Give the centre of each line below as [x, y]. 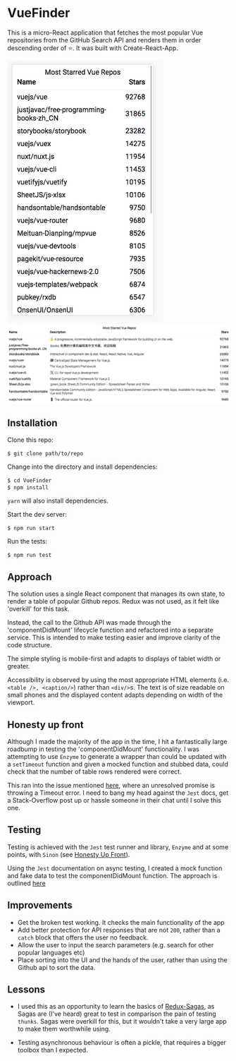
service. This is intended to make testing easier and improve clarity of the [114, 637]
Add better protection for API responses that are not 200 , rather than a [119, 930]
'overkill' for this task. [38, 609]
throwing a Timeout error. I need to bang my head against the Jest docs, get [118, 793]
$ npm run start [31, 528]
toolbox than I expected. [52, 1050]
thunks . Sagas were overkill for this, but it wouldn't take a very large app [122, 1021]
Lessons [26, 990]
